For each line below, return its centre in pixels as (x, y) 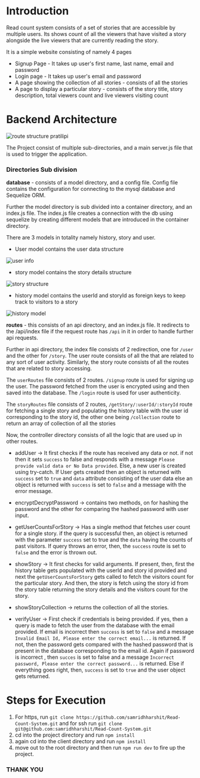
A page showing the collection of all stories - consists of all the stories (101, 83)
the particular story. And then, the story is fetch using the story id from (102, 583)
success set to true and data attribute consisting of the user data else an (104, 478)
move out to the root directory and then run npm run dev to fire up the (100, 748)
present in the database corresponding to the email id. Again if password (104, 651)
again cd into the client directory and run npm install (80, 741)
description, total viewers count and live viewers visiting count (91, 95)
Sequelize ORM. (26, 195)
